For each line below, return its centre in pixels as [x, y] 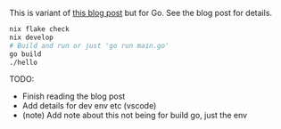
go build [25, 54]
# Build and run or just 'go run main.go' [89, 45]
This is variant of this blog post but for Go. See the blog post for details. [141, 13]
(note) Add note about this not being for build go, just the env [135, 116]
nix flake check [39, 29]
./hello [24, 62]
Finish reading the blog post [74, 96]
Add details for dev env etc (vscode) [89, 106]
